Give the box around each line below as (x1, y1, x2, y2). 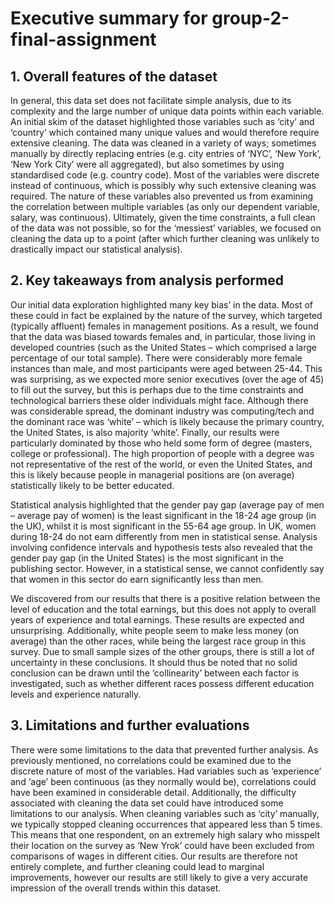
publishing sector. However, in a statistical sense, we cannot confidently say (10, 562, 325, 574)
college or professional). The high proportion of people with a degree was (10, 447, 315, 459)
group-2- (211, 7, 290, 30)
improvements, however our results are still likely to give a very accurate (10, 871, 309, 883)
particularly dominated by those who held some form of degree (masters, (10, 437, 313, 449)
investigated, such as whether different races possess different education (10, 677, 315, 689)
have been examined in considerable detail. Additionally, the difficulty (10, 786, 297, 798)
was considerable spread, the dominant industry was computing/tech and (10, 405, 315, 417)
